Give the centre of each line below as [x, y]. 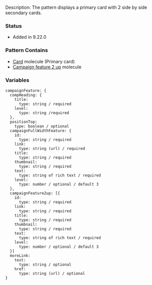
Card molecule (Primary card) [44, 61]
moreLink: [20, 255]
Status [13, 26]
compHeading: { [26, 95]
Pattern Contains [27, 50]
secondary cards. [24, 13]
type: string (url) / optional [52, 273]
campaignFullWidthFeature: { [41, 131]
